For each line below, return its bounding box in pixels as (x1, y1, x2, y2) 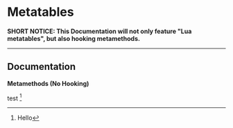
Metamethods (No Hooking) (7, 79, 89, 87)
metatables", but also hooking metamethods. (7, 34, 141, 42)
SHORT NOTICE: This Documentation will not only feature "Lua (7, 27, 192, 35)
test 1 (7, 93, 22, 102)
